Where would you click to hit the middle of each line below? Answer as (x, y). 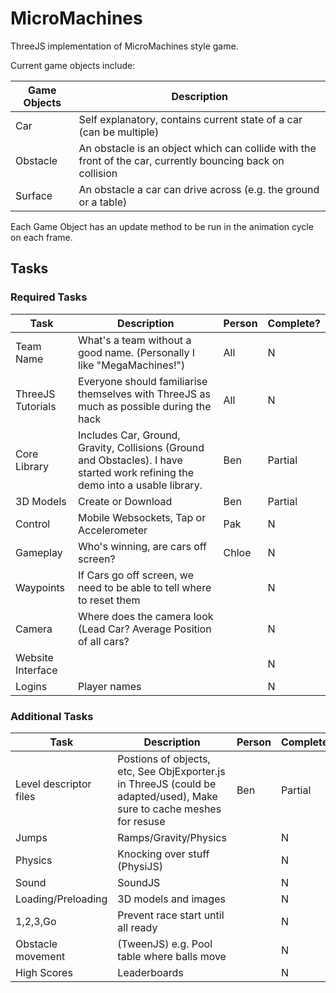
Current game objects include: (73, 65)
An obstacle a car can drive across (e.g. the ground (199, 189)
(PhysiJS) (140, 866)
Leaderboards (150, 972)
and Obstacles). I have (130, 460)
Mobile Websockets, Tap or (142, 517)
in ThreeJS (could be (167, 784)
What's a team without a (135, 340)
